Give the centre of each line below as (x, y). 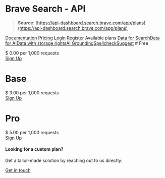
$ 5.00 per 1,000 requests (32, 132)
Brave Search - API (45, 9)
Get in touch (18, 170)
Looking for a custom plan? (34, 149)
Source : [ (27, 23)
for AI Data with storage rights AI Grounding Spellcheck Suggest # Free (77, 43)
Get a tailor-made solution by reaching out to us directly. (64, 161)
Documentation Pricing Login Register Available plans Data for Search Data (82, 38)
